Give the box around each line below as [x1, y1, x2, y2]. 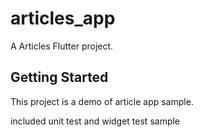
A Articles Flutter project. [10, 40, 114, 52]
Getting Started [10, 69, 109, 86]
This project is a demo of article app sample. [10, 95, 194, 107]
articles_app [10, 7, 116, 30]
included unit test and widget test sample [10, 115, 181, 127]
